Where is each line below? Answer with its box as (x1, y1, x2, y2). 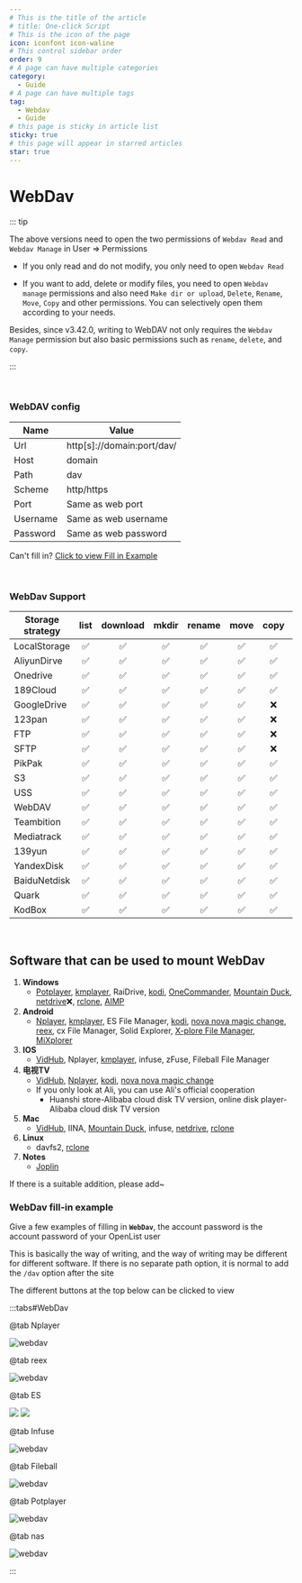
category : (9, 72, 47, 81)
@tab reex (9, 1355, 48, 1366)
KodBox (13, 903, 47, 916)
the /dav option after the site (9, 1267, 114, 1278)
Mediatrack (13, 830, 62, 843)
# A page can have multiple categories (9, 64, 159, 73)
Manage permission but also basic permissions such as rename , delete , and (9, 334, 282, 344)
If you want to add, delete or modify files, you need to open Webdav (22, 278, 269, 288)
